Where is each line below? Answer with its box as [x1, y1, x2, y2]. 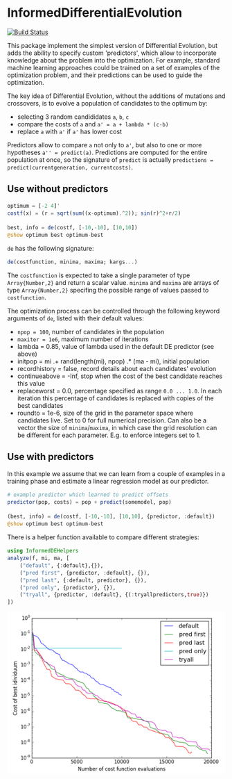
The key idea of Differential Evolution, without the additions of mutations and [7, 92, 226, 100]
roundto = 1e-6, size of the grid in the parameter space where [17, 409, 194, 417]
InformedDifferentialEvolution [7, 5, 182, 21]
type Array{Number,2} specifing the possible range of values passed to [7, 286, 209, 294]
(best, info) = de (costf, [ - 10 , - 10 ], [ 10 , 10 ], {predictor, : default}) [7, 513, 215, 520]
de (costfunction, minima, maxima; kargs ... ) [7, 259, 138, 265]
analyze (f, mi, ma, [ [7, 555, 70, 562]
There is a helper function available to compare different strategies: [7, 533, 199, 541]
